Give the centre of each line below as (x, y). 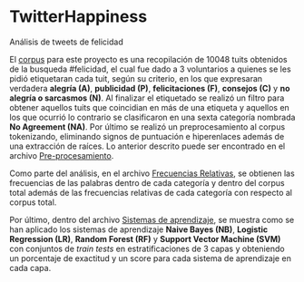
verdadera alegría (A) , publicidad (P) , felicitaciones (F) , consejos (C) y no (150, 88)
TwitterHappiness (78, 17)
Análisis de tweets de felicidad (67, 42)
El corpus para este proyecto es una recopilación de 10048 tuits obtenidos (148, 59)
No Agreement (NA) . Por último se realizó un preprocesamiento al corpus (147, 126)
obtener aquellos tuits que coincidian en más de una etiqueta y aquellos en (150, 107)
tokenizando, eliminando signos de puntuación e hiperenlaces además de (147, 136)
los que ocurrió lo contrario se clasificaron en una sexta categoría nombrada (152, 117)
